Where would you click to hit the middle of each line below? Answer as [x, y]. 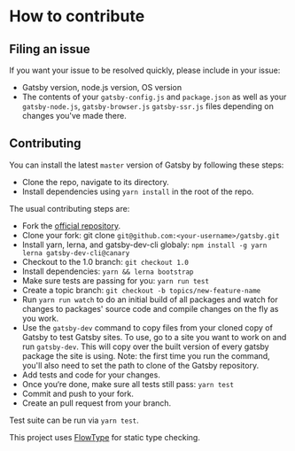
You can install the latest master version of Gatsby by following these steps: [147, 165]
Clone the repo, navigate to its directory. [96, 182]
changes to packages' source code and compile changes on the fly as [150, 308]
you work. [40, 318]
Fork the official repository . [71, 225]
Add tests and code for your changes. [91, 375]
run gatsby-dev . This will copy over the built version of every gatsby [145, 346]
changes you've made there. [74, 116]
